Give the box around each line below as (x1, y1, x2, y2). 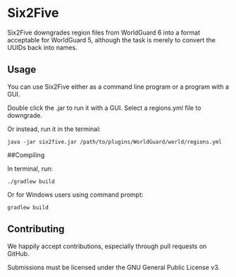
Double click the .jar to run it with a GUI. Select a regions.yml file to (7, 104, 201, 112)
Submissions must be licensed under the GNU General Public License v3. (7, 263, 221, 271)
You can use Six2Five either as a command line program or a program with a (7, 82, 230, 91)
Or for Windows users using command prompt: (7, 190, 144, 199)
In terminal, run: (7, 164, 54, 173)
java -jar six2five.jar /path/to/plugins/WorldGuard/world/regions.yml (7, 138, 222, 145)
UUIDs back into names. (7, 43, 77, 51)
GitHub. (7, 249, 30, 258)
